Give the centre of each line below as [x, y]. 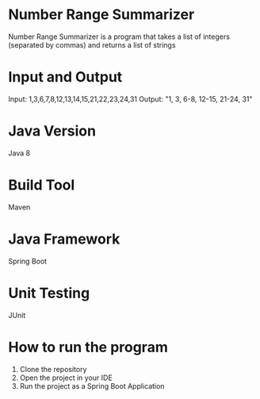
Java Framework [64, 239]
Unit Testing [49, 293]
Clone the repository [53, 369]
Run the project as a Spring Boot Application [92, 386]
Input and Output [65, 77]
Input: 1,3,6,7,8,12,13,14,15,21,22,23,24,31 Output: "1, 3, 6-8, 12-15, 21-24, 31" [130, 99]
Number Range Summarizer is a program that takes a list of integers [119, 36]
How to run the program [88, 347]
